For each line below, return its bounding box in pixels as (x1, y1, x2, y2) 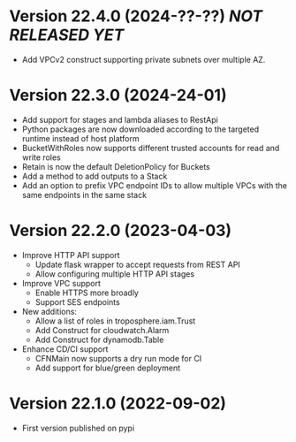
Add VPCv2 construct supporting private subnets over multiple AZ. (21, 54, 266, 65)
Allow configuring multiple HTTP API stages (34, 268, 195, 279)
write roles (21, 152, 61, 163)
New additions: (21, 306, 78, 316)
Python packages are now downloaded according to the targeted (21, 124, 259, 134)
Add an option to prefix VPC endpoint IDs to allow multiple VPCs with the (21, 179, 287, 191)
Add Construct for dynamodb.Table (34, 334, 164, 345)
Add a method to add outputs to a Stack (21, 171, 168, 181)
